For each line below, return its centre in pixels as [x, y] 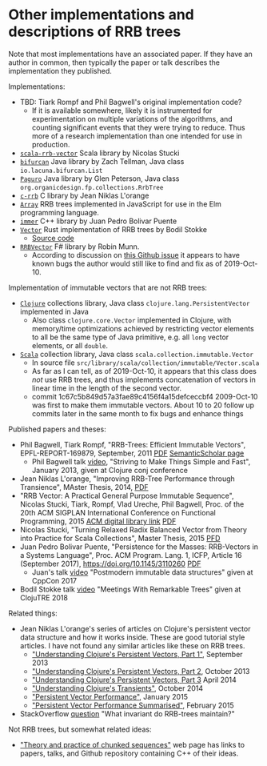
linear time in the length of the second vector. [107, 388]
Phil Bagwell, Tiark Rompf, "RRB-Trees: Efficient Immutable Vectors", [133, 444]
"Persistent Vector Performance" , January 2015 [110, 696]
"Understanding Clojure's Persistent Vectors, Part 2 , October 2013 [141, 671]
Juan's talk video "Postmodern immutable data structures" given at [142, 572]
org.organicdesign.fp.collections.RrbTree [92, 187]
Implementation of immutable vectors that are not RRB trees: [108, 287]
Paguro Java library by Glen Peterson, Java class [100, 178]
